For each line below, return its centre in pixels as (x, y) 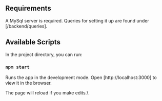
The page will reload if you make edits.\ (47, 93)
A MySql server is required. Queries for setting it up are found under (77, 20)
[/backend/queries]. (26, 26)
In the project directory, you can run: (44, 54)
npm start (17, 67)
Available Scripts (33, 42)
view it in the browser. (29, 83)
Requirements (28, 8)
